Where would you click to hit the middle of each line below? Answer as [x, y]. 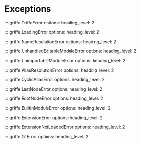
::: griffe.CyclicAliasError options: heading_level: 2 [55, 79]
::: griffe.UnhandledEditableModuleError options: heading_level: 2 [70, 51]
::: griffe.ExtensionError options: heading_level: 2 [54, 117]
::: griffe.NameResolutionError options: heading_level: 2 [60, 41]
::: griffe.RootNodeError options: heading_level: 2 [54, 98]
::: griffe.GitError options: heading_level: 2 [47, 136]
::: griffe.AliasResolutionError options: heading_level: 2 [59, 70]
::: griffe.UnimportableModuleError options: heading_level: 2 [65, 60]
